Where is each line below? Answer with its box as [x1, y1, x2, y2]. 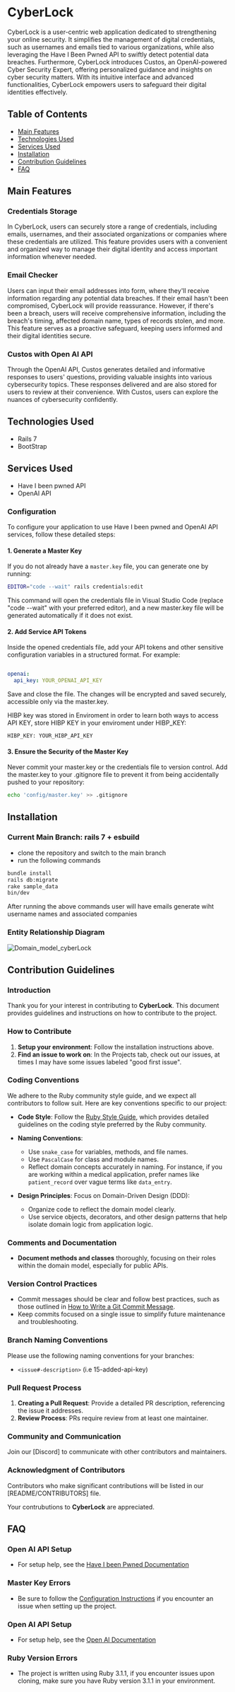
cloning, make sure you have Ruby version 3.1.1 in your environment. [17, 1676, 215, 1685]
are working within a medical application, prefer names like [28, 1170, 200, 1178]
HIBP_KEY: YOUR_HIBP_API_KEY [7, 732, 93, 739]
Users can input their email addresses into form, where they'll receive [7, 286, 210, 294]
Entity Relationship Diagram [7, 928, 105, 938]
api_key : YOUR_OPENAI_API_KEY [13, 677, 102, 684]
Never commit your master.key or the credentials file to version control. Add [7, 763, 228, 771]
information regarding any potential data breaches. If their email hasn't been [7, 294, 229, 302]
